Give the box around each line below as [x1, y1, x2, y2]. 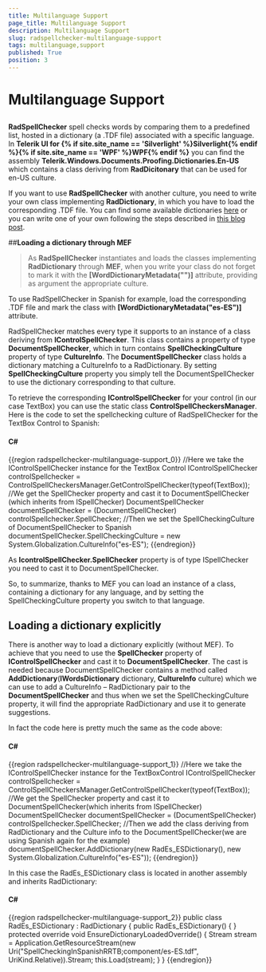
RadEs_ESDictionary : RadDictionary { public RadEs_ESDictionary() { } [8, 921, 237, 931]
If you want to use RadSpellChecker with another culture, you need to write [8, 188, 257, 198]
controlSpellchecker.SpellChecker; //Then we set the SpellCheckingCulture [8, 514, 255, 524]
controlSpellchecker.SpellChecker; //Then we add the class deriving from [8, 819, 249, 828]
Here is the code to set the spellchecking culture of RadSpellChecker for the [8, 410, 259, 420]
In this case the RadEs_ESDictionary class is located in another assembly [8, 867, 248, 878]
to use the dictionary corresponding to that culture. [8, 377, 176, 387]
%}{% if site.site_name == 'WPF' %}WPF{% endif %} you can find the [8, 148, 245, 157]
